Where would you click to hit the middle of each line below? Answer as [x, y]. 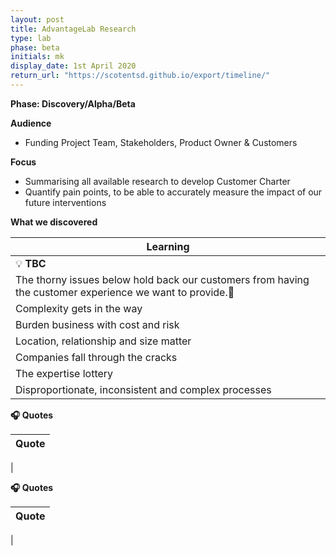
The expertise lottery [64, 373]
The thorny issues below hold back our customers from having [162, 279]
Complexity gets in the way [79, 308]
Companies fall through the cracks [96, 357]
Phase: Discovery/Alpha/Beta [73, 103]
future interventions [65, 202]
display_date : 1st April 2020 [73, 66]
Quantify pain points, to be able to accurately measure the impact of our [173, 192]
